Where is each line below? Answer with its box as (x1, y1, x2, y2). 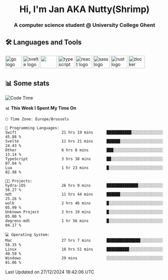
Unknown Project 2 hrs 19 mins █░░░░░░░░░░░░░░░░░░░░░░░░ (5, 210, 163, 215)
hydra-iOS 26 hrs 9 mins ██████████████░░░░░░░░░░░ (5, 183, 163, 188)
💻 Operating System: (5, 232, 50, 238)
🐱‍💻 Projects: (5, 178, 33, 184)
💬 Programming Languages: (5, 125, 59, 131)
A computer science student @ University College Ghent (14, 22, 155, 29)
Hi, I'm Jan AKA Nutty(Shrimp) (19, 4, 150, 15)
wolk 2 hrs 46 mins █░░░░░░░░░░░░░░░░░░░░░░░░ (5, 201, 163, 206)
